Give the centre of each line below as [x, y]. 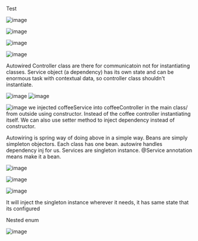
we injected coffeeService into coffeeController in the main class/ [108, 108]
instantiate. [20, 84]
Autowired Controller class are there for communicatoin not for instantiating [98, 66]
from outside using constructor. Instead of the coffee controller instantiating [98, 114]
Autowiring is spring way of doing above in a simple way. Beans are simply [97, 138]
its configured [23, 209]
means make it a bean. [34, 157]
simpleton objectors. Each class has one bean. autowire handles [84, 144]
